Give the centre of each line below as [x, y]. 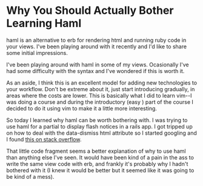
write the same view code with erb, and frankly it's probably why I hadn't [97, 164]
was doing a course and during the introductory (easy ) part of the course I [100, 102]
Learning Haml [44, 23]
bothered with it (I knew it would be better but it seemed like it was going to [100, 170]
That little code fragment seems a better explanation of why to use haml [96, 151]
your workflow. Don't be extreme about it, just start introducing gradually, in [101, 89]
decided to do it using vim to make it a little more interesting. [82, 108]
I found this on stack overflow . [44, 139]
